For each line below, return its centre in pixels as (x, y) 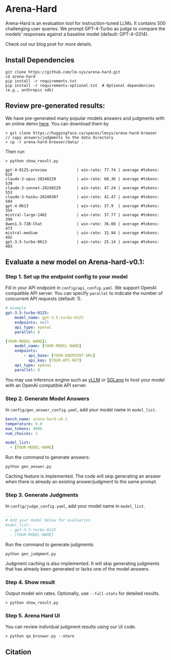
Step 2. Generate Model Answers (47, 399)
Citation (18, 652)
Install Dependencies (40, 60)
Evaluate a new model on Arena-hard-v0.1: (75, 262)
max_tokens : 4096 (24, 429)
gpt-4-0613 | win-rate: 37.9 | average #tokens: (82, 206)
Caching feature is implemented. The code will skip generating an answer (83, 476)
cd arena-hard (21, 77)
